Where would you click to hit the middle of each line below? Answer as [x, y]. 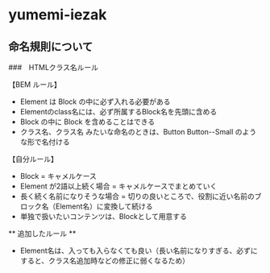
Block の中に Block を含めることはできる [87, 122]
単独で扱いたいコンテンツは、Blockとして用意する [104, 216]
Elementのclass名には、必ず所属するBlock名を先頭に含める [118, 112]
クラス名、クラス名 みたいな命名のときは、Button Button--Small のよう [138, 132]
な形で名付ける [45, 142]
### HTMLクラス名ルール [54, 67]
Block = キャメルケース [58, 176]
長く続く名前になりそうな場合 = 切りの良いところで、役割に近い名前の [137, 196]
